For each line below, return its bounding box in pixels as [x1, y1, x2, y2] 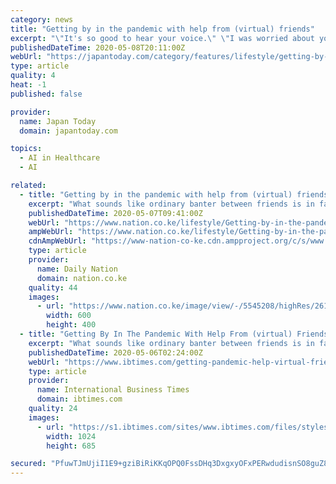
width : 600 [46, 311, 92, 321]
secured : [10, 459, 47, 469]
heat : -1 [10, 80, 47, 90]
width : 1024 [46, 431, 97, 441]
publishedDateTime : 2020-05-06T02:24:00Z [28, 347, 203, 358]
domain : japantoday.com [19, 126, 118, 136]
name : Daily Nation [36, 264, 118, 274]
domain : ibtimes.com [36, 394, 123, 405]
